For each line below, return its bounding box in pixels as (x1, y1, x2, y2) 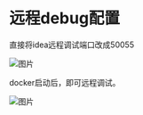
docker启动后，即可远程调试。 (9, 77, 121, 87)
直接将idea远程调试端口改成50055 (9, 39, 135, 50)
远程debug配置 (9, 8, 121, 29)
